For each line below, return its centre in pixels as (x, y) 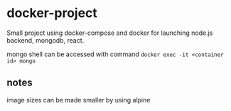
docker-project (52, 13)
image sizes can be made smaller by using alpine (79, 100)
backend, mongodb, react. (45, 40)
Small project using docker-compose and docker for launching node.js (110, 33)
